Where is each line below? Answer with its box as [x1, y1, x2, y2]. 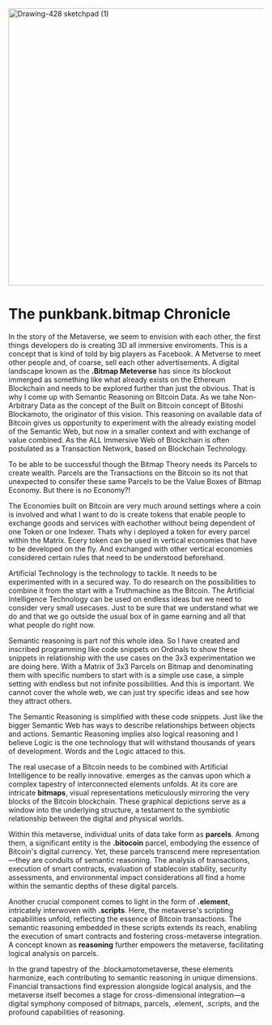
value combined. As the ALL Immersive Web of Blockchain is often [8, 435, 230, 444]
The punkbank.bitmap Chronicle [8, 305, 231, 324]
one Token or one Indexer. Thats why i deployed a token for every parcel [8, 526, 251, 536]
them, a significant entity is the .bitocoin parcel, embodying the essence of [8, 838, 260, 847]
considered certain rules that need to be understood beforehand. [8, 552, 225, 562]
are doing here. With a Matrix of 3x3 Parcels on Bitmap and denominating [8, 661, 253, 671]
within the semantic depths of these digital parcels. [8, 881, 179, 890]
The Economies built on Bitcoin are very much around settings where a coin [8, 500, 261, 510]
